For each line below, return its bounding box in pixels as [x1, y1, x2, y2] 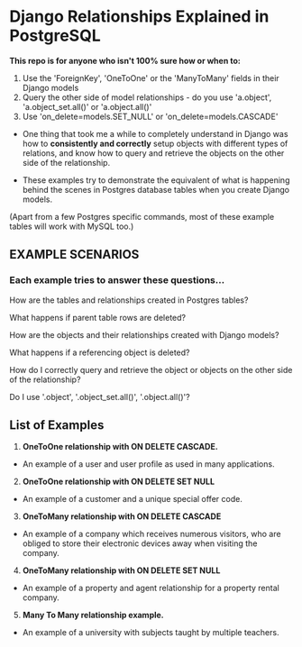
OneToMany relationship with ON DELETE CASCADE [22, 511, 222, 522]
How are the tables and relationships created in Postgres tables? [9, 295, 249, 305]
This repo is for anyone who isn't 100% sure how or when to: [9, 55, 241, 66]
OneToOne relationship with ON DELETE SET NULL [22, 476, 215, 488]
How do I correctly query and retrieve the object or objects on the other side [9, 364, 293, 375]
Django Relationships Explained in [9, 6, 270, 27]
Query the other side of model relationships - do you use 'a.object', [22, 92, 272, 103]
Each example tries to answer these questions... [9, 274, 225, 287]
